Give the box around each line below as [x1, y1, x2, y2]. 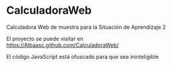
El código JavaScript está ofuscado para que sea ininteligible [6, 53, 159, 60]
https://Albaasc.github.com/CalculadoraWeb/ [6, 41, 119, 49]
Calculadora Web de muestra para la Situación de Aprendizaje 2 [6, 23, 167, 31]
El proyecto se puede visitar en [6, 35, 84, 42]
